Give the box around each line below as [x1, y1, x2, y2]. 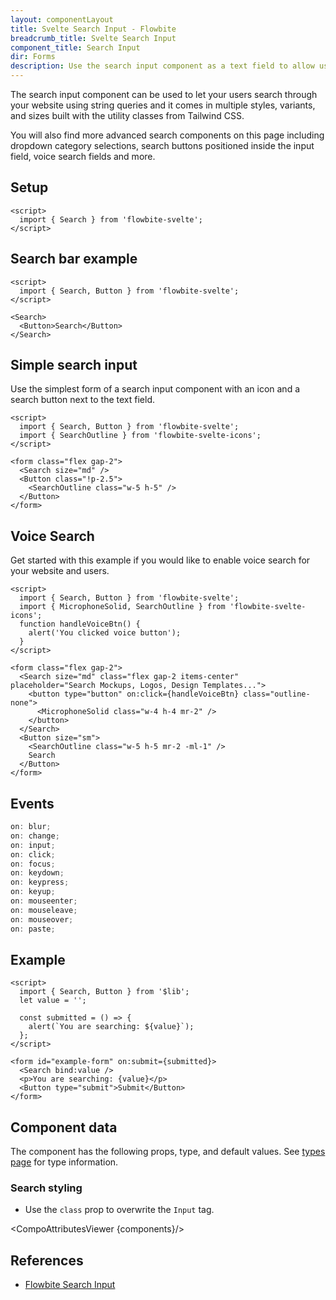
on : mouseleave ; [10, 905, 78, 915]
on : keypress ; [10, 877, 70, 888]
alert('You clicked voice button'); [28, 628, 182, 638]
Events [10, 795, 55, 812]
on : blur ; [10, 822, 52, 832]
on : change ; [10, 831, 60, 841]
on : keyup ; [10, 887, 56, 897]
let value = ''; [19, 996, 87, 1006]
